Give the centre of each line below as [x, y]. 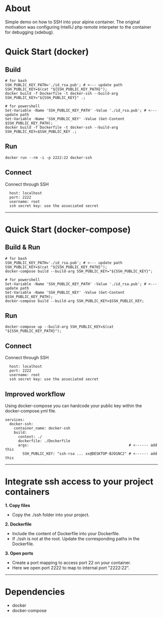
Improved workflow [35, 394]
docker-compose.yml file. [31, 411]
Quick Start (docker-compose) [68, 230]
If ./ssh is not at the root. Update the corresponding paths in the [76, 539]
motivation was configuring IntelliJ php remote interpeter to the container [78, 27]
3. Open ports [19, 553]
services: [15, 420]
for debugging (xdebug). [30, 32]
